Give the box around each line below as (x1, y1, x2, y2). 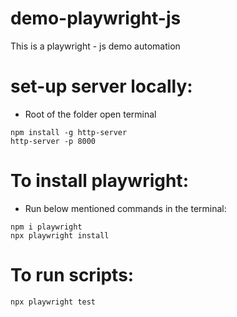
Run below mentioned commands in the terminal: (24, 202, 227, 214)
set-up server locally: (10, 75, 193, 98)
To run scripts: (10, 264, 135, 286)
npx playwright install (10, 230, 110, 241)
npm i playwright (10, 222, 83, 232)
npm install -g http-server (10, 127, 128, 137)
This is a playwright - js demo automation (10, 40, 181, 52)
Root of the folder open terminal (24, 108, 157, 120)
